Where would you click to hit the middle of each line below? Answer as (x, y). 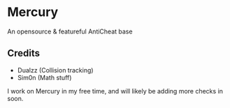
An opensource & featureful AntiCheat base (70, 31)
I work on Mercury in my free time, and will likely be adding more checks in (115, 91)
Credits (24, 53)
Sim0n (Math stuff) (44, 77)
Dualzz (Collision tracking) (55, 70)
